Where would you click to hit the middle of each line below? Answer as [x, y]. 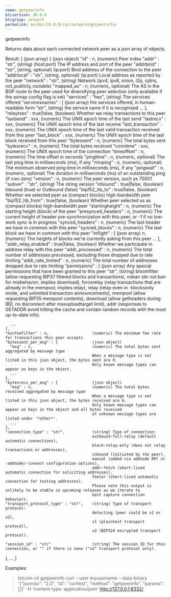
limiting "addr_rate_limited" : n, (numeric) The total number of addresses [81, 261]
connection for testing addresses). [44, 482]
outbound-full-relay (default [124, 436]
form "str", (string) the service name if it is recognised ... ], [86, 108]
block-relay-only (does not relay [129, 446]
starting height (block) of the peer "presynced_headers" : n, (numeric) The [84, 211]
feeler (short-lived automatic [125, 477]
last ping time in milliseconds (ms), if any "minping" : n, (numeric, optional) [84, 163]
